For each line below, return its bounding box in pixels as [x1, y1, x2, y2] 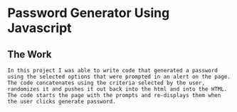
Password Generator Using [7, 5, 170, 21]
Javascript [7, 20, 73, 36]
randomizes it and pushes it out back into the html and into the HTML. [7, 86, 228, 93]
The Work [7, 48, 52, 60]
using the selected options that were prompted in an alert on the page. [7, 73, 231, 80]
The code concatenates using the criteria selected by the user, [7, 79, 205, 86]
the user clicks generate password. [7, 98, 116, 105]
